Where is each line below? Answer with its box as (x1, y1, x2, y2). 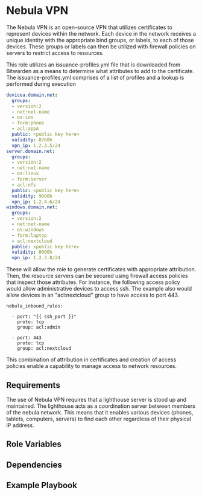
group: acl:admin (17, 324, 61, 330)
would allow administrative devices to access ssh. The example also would (6, 285, 192, 292)
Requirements (6, 380, 60, 390)
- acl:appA (11, 126, 39, 132)
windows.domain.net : (6, 204, 58, 210)
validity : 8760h (11, 137, 52, 143)
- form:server (11, 176, 47, 182)
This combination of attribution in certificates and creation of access (6, 356, 177, 363)
